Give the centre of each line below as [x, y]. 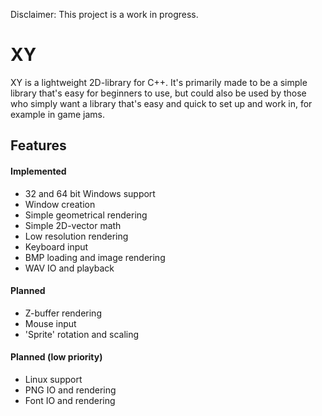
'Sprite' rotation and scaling [82, 334]
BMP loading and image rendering [95, 257]
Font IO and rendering [70, 400]
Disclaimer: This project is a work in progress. [104, 14]
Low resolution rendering [76, 236]
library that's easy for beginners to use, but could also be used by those [158, 93]
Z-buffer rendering [63, 313]
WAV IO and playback [69, 268]
